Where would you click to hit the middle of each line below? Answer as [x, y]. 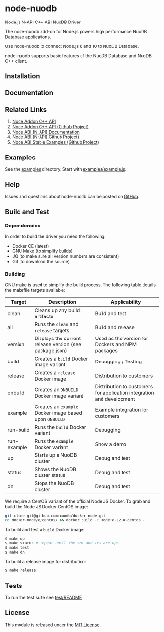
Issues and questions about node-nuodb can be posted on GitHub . [72, 197]
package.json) [51, 351]
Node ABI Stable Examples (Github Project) [55, 142]
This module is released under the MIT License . [53, 625]
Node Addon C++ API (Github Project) [51, 126]
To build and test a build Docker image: [45, 529]
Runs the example [54, 441]
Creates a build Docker [61, 359]
